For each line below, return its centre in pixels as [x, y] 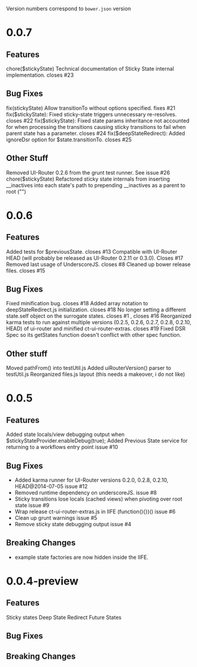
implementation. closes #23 [40, 75]
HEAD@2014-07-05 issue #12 [51, 486]
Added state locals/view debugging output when [65, 434]
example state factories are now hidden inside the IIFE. [82, 557]
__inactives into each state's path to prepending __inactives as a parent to [96, 185]
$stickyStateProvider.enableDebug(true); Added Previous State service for [97, 441]
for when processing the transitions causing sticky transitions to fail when [96, 127]
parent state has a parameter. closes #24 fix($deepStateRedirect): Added [96, 133]
